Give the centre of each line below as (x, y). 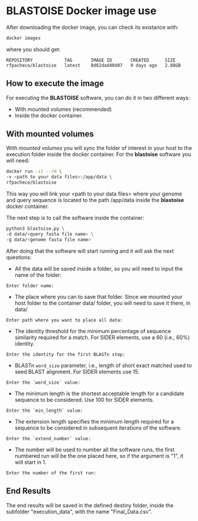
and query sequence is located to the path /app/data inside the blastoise (95, 200)
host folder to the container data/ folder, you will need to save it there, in (103, 303)
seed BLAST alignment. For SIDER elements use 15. (77, 372)
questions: (19, 257)
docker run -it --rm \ (34, 172)
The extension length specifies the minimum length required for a (94, 421)
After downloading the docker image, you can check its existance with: (92, 27)
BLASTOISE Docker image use (81, 11)
